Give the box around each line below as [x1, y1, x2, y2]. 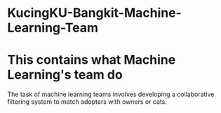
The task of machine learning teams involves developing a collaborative [7, 90, 215, 99]
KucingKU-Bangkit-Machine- [7, 5, 182, 21]
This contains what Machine [7, 52, 176, 68]
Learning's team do [7, 67, 123, 83]
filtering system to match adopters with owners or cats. [7, 98, 167, 106]
